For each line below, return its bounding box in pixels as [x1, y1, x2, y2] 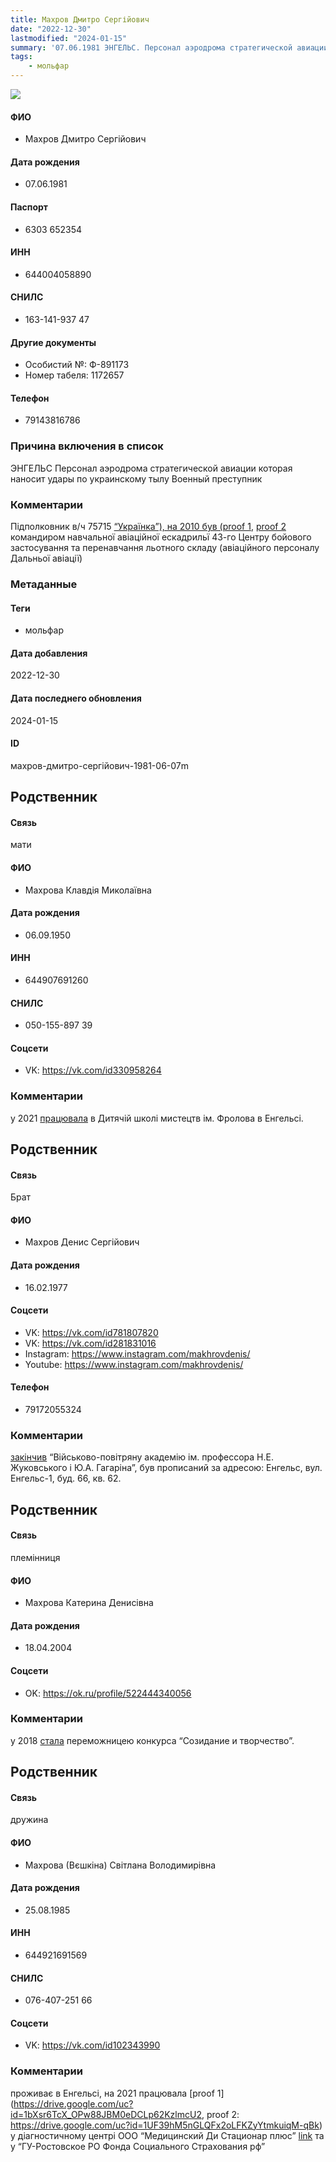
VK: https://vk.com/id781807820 [24, 1326, 159, 1338]
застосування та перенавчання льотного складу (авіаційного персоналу [10, 542, 320, 554]
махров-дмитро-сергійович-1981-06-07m [10, 759, 190, 771]
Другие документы [10, 336, 97, 348]
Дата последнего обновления [10, 692, 142, 704]
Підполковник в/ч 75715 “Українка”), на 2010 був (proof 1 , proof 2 [10, 521, 287, 533]
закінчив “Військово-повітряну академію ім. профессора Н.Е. [10, 1451, 274, 1463]
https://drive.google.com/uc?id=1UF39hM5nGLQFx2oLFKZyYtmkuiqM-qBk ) [10, 2119, 323, 2131]
